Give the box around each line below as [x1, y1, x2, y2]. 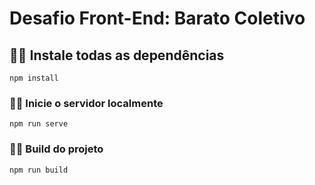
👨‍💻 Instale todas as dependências [9, 47, 225, 64]
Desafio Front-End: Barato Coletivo [9, 7, 306, 30]
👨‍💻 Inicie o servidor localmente [9, 96, 164, 110]
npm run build [9, 165, 69, 175]
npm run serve [9, 119, 69, 129]
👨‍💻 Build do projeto [9, 142, 104, 156]
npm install [9, 73, 59, 83]
